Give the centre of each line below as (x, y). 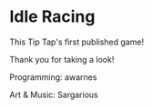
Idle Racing (52, 17)
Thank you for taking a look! (62, 59)
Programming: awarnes (53, 77)
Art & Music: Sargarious (54, 94)
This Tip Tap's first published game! (76, 42)
